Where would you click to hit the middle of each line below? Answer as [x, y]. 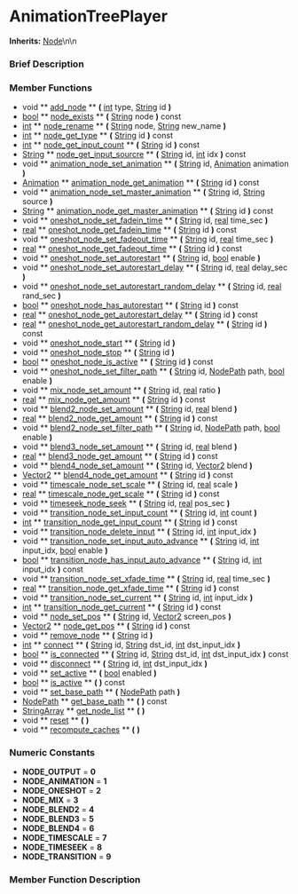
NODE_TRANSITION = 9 [67, 857]
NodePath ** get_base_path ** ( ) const [94, 701]
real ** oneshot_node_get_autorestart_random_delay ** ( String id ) [145, 324]
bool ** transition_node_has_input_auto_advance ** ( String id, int [142, 560]
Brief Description [47, 64]
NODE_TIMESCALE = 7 [64, 838]
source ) [37, 202]
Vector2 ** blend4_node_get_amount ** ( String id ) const [127, 475]
